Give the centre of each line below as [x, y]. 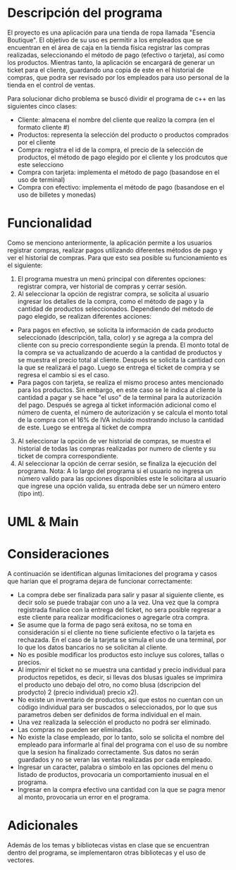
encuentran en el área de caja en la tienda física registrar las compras [108, 47]
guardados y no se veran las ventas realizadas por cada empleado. [115, 760]
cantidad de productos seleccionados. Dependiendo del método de [115, 309]
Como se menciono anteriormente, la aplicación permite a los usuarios [110, 243]
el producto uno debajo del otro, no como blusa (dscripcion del [109, 685]
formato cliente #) [44, 127]
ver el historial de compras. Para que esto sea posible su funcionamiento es [117, 257]
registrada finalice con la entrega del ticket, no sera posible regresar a [119, 610]
